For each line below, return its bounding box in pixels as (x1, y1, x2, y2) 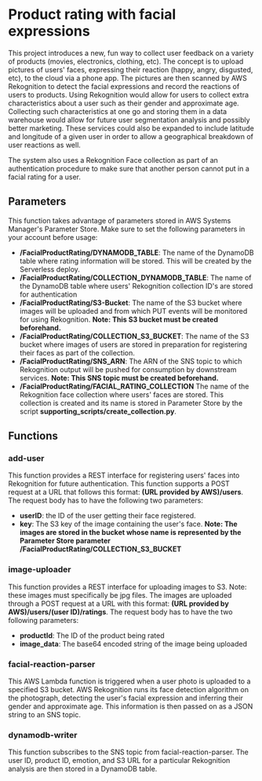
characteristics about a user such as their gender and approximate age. (8, 98, 239, 108)
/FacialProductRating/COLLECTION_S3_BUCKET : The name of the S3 (19, 331, 249, 341)
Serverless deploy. (19, 264, 81, 274)
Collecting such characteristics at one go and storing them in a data (8, 106, 227, 116)
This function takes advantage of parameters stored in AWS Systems (8, 216, 231, 225)
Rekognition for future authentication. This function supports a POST (8, 479, 230, 488)
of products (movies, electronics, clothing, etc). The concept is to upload (8, 57, 244, 66)
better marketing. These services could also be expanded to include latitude (8, 123, 255, 133)
